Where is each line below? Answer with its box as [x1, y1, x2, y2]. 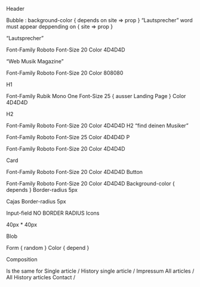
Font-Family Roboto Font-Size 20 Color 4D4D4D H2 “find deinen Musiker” [6, 122, 189, 129]
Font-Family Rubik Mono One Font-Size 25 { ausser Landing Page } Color [6, 93, 186, 99]
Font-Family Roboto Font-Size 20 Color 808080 [6, 69, 124, 77]
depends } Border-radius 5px [6, 187, 78, 193]
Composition [6, 256, 38, 262]
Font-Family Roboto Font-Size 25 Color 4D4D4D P [6, 134, 130, 141]
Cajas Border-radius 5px [6, 198, 67, 205]
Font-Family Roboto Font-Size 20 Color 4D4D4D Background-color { [6, 180, 175, 187]
